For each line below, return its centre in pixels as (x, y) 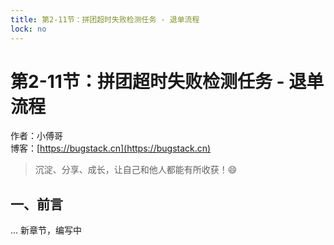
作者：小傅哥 (36, 136)
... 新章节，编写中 (46, 230)
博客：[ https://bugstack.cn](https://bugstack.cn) (111, 148)
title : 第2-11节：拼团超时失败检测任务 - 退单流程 (105, 19)
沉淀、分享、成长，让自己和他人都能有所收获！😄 (136, 170)
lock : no (28, 29)
